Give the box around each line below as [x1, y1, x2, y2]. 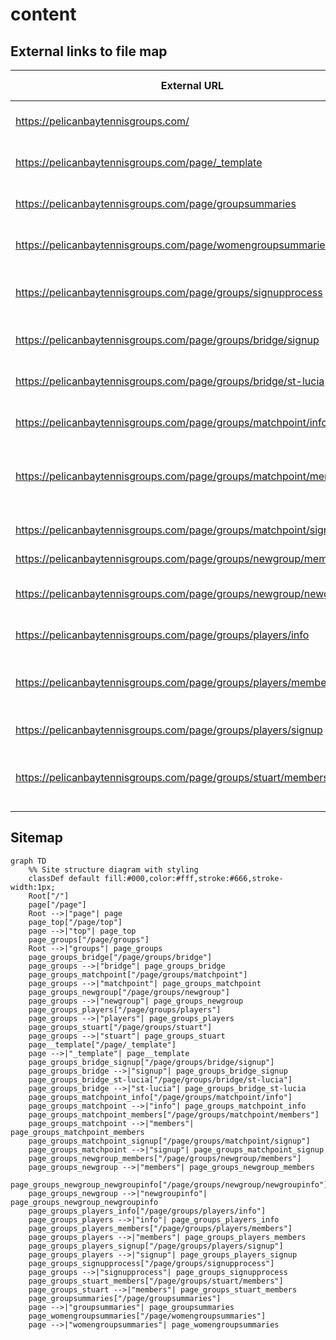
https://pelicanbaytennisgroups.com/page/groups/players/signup [15, 723, 323, 737]
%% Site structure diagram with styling [28, 864, 199, 875]
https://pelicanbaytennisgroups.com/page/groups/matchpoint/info [15, 416, 328, 429]
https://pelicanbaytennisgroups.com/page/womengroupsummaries [15, 238, 332, 252]
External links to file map [10, 43, 168, 60]
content [10, 3, 77, 26]
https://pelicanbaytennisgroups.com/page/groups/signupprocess [15, 286, 323, 299]
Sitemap [10, 829, 64, 847]
